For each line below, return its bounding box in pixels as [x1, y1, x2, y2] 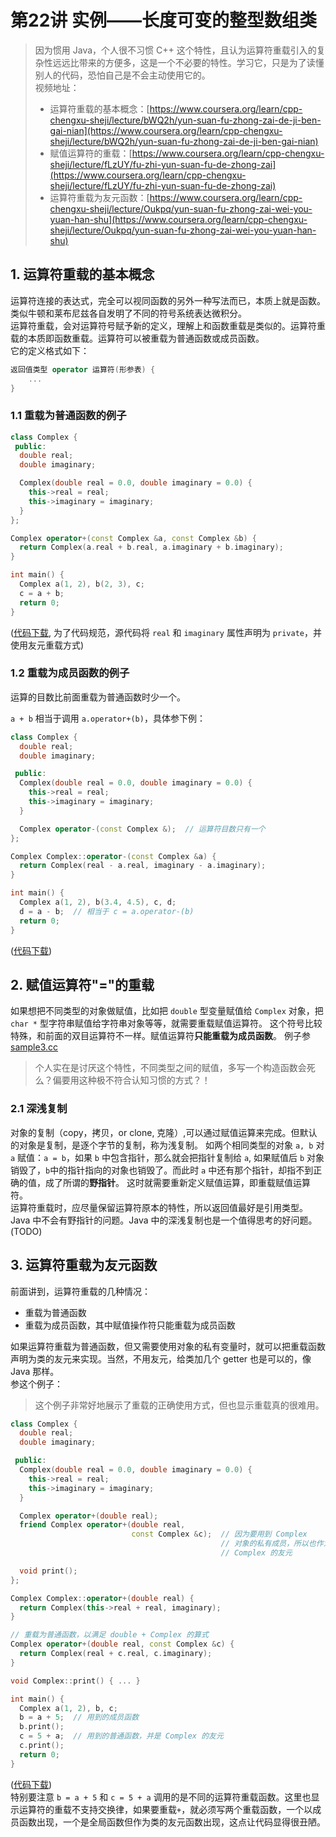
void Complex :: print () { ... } [10, 1676, 141, 1686]
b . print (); [19, 1722, 65, 1732]
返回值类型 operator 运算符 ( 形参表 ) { [10, 364, 156, 375]
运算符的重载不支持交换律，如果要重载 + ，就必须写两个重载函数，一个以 [18, 1803, 313, 1815]
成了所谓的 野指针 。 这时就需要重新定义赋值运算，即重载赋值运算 [44, 1176, 311, 1188]
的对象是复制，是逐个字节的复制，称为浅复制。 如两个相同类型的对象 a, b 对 [10, 1139, 325, 1151]
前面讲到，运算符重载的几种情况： [10, 1285, 151, 1297]
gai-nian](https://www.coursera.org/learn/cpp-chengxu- [49, 124, 283, 136]
